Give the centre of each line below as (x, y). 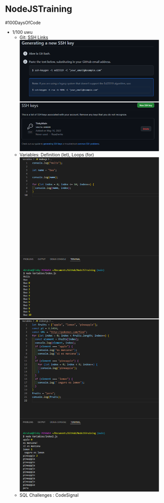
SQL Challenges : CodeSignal (49, 495)
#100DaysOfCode (23, 23)
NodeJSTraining (39, 9)
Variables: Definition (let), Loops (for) (57, 154)
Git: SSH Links (34, 37)
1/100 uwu (22, 32)
